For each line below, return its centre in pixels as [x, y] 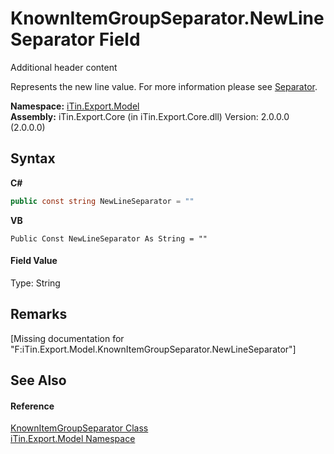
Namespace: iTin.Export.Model [75, 106]
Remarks [39, 314]
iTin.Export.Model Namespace [73, 439]
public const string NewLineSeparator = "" [102, 201]
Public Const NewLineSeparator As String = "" [109, 238]
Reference [32, 406]
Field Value [34, 261]
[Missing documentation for [67, 338]
